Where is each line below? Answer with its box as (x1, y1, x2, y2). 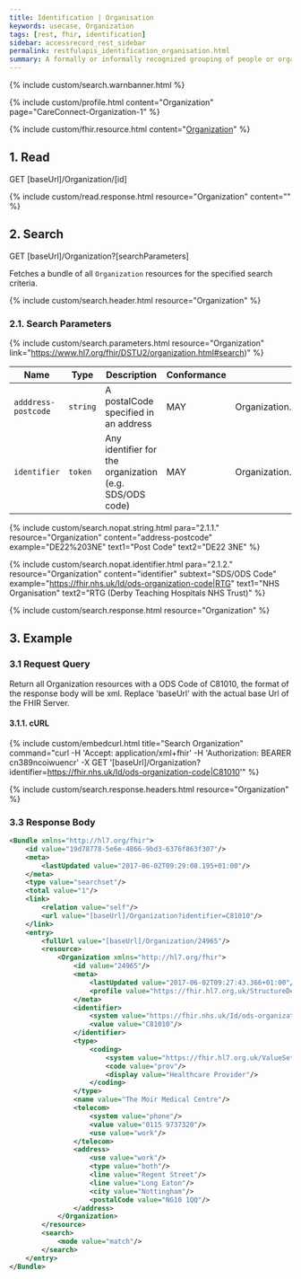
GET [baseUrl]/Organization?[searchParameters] (9, 251, 190, 261)
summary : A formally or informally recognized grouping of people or (9, 55, 275, 64)
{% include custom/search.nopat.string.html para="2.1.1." (9, 522, 219, 533)
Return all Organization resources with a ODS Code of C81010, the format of (9, 678, 289, 689)
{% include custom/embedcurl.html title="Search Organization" (9, 737, 244, 748)
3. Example (9, 631, 73, 647)
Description (106, 368, 157, 381)
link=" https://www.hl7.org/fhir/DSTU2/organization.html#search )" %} (9, 347, 264, 357)
